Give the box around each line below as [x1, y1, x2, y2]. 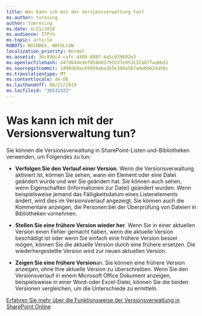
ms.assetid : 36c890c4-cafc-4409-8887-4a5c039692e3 [6, 54, 136, 60]
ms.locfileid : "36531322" [6, 88, 71, 94]
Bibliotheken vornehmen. [14, 209, 77, 217]
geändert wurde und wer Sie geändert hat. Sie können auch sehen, [14, 177, 182, 185]
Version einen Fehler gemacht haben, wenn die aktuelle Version [14, 228, 174, 235]
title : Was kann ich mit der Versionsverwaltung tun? [6, 8, 145, 15]
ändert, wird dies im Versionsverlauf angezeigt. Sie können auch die [14, 197, 185, 204]
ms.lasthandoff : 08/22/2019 [6, 82, 77, 88]
